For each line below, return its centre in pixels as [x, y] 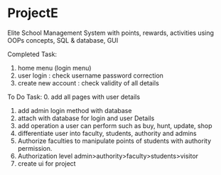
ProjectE [33, 13]
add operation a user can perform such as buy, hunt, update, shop [115, 125]
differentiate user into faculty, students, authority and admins [107, 133]
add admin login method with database [75, 110]
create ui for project [47, 163]
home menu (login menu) [54, 68]
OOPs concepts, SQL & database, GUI [63, 40]
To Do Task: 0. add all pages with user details [74, 97]
